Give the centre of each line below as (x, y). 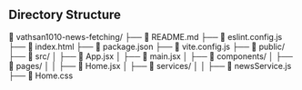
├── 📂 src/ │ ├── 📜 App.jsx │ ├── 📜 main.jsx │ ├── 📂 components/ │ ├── (151, 56)
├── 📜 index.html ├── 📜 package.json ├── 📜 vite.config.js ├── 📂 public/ (147, 46)
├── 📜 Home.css (41, 75)
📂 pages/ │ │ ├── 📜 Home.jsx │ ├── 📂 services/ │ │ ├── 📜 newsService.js (150, 65)
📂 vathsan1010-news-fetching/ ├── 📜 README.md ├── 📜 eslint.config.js (146, 36)
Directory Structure (65, 15)
